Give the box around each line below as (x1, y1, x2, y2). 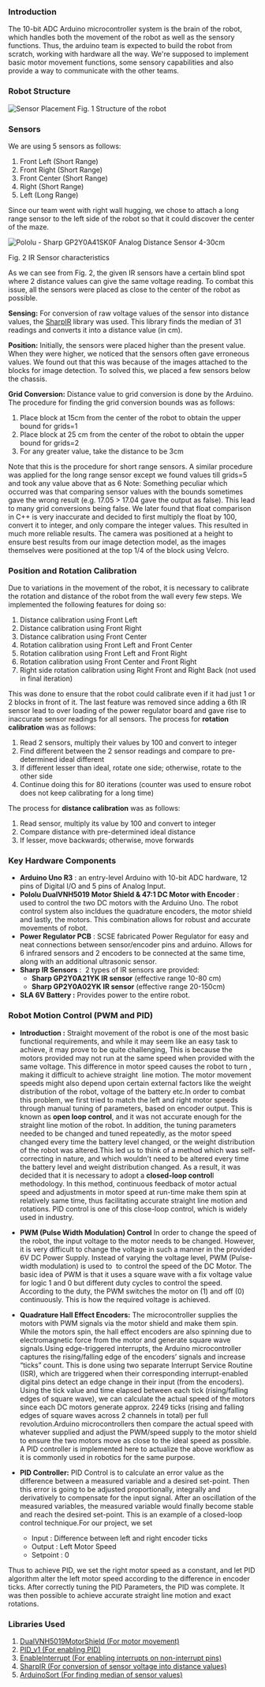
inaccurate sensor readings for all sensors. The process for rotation (8, 715, 229, 724)
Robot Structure (8, 86, 71, 97)
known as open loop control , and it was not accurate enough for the (19, 1111, 242, 1122)
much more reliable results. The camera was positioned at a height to (8, 528, 233, 538)
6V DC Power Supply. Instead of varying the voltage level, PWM (19, 1252, 227, 1262)
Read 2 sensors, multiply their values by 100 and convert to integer (19, 738, 237, 748)
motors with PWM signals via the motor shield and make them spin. (19, 1318, 239, 1327)
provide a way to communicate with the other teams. (8, 66, 180, 76)
